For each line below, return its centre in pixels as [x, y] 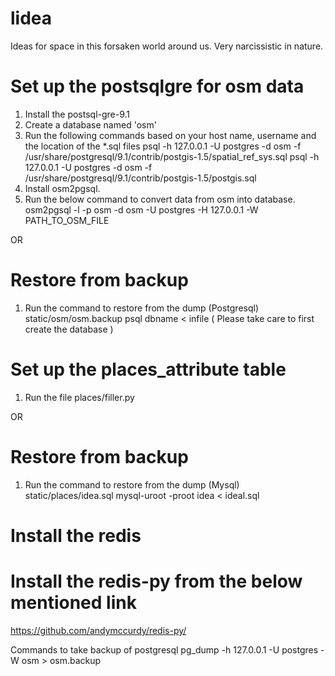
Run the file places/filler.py [79, 397]
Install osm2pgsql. [62, 188]
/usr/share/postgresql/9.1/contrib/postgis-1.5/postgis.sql [140, 178]
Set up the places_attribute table [148, 369]
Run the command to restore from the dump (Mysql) [132, 484]
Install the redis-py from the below [156, 581]
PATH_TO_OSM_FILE [67, 220]
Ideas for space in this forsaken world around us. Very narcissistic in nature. [167, 46]
